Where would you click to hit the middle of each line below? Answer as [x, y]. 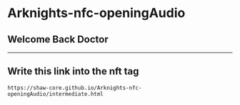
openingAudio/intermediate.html [55, 94]
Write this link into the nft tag [73, 71]
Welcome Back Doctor [58, 39]
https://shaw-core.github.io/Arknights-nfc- [75, 88]
